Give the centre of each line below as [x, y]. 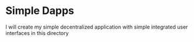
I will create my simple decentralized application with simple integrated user [97, 27]
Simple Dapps [40, 11]
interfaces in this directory [37, 33]
